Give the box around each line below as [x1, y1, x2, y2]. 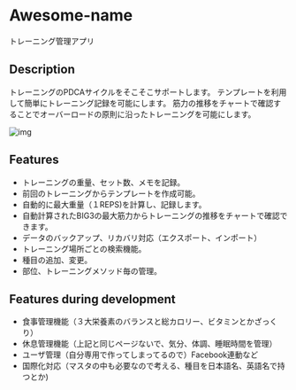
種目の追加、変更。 [21, 254, 93, 265]
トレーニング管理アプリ [9, 35, 95, 46]
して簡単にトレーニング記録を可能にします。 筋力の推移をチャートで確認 [9, 97, 274, 108]
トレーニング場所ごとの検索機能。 [21, 243, 147, 253]
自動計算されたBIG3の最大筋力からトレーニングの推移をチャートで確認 [21, 210, 280, 221]
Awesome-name [9, 5, 133, 26]
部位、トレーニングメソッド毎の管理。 [21, 265, 162, 276]
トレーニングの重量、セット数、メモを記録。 [21, 176, 186, 187]
